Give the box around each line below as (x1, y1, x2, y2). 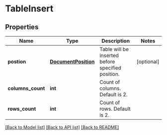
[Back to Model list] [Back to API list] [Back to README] (5, 125, 119, 130)
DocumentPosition (49, 58, 95, 65)
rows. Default (99, 105, 131, 112)
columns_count (7, 85, 45, 92)
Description (101, 38, 130, 44)
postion (7, 58, 26, 65)
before (99, 58, 115, 65)
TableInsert (5, 3, 54, 14)
